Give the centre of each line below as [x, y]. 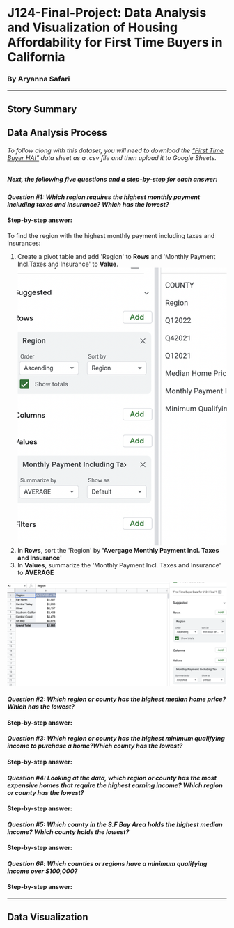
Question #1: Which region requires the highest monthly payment [104, 197]
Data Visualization [48, 917]
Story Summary [42, 109]
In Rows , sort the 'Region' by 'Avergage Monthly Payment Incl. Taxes [118, 550]
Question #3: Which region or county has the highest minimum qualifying [116, 739]
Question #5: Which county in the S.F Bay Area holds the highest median [115, 824]
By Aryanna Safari [39, 79]
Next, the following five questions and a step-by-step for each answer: [112, 180]
